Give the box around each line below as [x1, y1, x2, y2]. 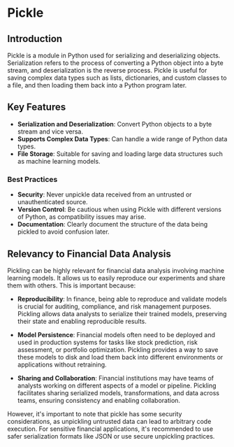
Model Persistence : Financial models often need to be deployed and [17, 330, 215, 339]
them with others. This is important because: [7, 281, 136, 290]
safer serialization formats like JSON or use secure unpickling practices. [7, 432, 215, 440]
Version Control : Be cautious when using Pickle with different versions [17, 205, 222, 214]
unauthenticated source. [17, 198, 89, 206]
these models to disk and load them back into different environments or [17, 353, 224, 361]
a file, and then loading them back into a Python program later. [7, 81, 187, 89]
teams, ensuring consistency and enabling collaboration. [17, 396, 180, 404]
